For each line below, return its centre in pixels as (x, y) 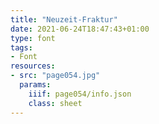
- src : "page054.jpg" (55, 76)
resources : (33, 66)
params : (35, 85)
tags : (21, 47)
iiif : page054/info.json (80, 94)
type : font (33, 38)
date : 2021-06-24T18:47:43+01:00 (80, 29)
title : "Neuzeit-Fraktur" (64, 19)
